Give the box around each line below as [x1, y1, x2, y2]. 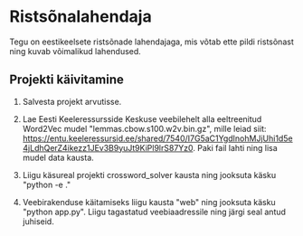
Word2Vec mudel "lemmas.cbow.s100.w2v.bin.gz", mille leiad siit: [22, 123, 267, 134]
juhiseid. [22, 215, 54, 227]
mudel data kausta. [22, 152, 95, 163]
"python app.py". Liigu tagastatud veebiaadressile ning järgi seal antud [22, 206, 287, 217]
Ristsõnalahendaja [9, 6, 152, 27]
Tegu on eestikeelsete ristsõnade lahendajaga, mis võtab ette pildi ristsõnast [9, 36, 294, 47]
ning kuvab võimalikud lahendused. [9, 45, 142, 56]
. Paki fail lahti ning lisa [193, 142, 278, 153]
